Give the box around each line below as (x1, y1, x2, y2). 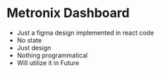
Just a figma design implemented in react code (16, 28, 155, 37)
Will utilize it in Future (16, 58, 79, 67)
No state (16, 35, 42, 44)
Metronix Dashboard (6, 5, 130, 21)
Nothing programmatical (16, 51, 88, 60)
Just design (16, 43, 52, 52)
